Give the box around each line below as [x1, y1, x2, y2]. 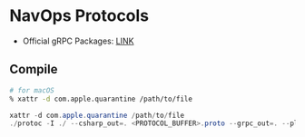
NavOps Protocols [9, 5, 150, 26]
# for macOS [9, 85, 54, 95]
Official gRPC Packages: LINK [22, 35, 134, 46]
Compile [9, 62, 58, 77]
